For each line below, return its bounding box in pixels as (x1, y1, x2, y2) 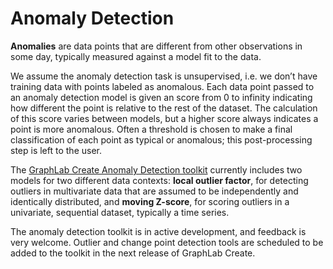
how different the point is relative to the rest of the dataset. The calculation (10, 102, 318, 114)
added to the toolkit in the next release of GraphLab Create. (10, 247, 256, 259)
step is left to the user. (10, 144, 102, 156)
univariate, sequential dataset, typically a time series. (10, 206, 230, 218)
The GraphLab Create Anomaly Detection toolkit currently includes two (10, 163, 303, 176)
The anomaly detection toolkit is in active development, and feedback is (10, 225, 307, 237)
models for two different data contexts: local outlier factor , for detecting (10, 174, 309, 186)
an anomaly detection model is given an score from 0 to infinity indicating (10, 91, 313, 103)
